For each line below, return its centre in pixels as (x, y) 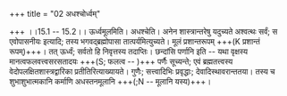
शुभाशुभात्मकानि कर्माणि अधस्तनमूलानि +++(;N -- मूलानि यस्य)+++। (110, 81)
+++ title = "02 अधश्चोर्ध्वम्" (55, 14)
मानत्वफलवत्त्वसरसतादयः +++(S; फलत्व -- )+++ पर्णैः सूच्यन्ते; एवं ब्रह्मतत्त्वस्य (121, 61)
